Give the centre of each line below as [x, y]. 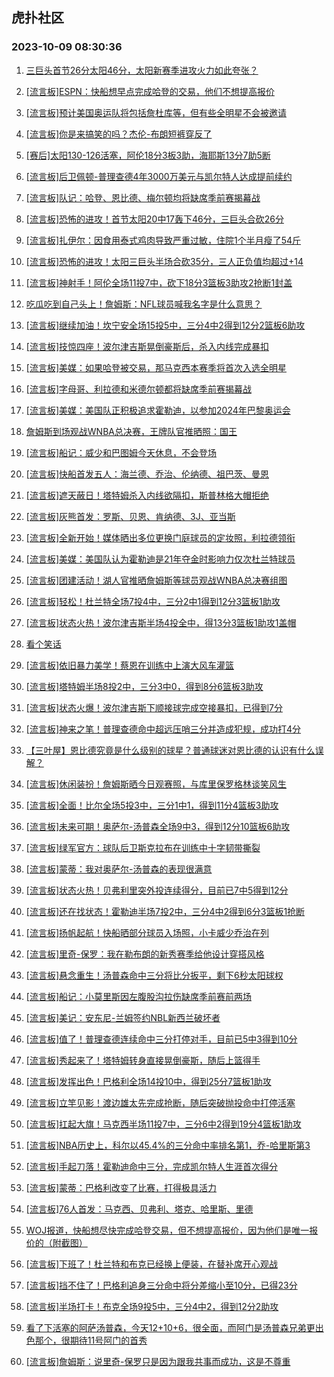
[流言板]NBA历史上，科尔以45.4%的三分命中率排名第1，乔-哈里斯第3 [168, 1145]
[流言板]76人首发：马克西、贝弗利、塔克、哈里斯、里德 [139, 1209]
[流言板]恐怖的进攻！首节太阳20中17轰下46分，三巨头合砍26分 [154, 219]
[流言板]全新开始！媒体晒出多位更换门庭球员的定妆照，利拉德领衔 [160, 537]
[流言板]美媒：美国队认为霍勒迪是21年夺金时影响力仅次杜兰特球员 [160, 559]
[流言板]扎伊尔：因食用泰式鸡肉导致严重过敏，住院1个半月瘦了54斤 [163, 240]
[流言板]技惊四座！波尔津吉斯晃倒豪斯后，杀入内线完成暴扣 [147, 346]
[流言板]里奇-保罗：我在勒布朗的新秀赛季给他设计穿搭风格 [145, 954]
